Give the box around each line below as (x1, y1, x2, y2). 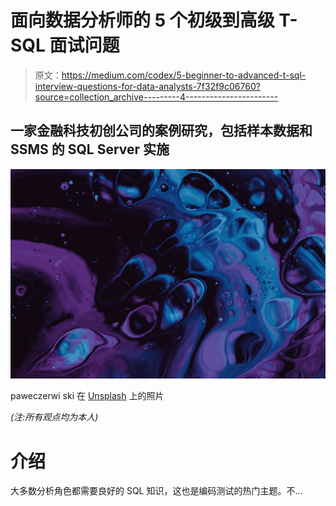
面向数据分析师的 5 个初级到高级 (10, 9, 275, 32)
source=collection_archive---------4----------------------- (34, 91, 279, 103)
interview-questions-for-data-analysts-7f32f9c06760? (34, 80, 261, 92)
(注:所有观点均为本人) (10, 411, 99, 423)
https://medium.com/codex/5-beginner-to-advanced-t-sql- (61, 69, 307, 81)
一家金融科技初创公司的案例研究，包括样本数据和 (10, 122, 313, 140)
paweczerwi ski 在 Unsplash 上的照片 (10, 390, 165, 402)
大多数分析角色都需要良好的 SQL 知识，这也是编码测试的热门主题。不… (10, 485, 303, 497)
